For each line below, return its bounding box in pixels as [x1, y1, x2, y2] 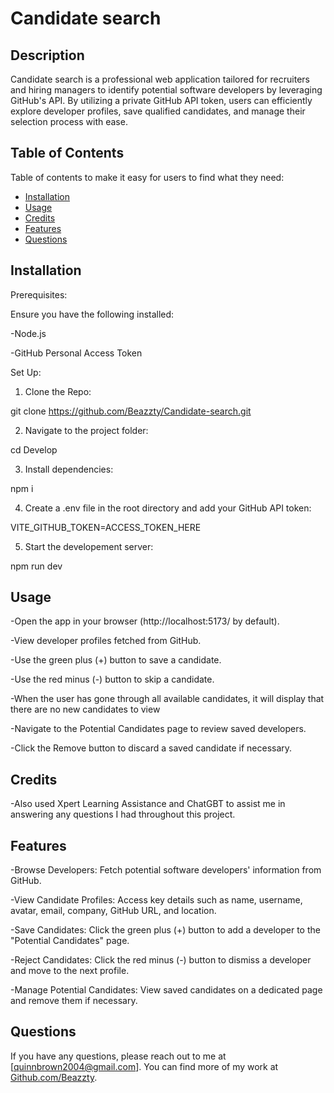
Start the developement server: [24, 540, 154, 552]
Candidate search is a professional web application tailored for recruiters [10, 73, 310, 85]
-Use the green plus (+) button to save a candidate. [10, 654, 222, 666]
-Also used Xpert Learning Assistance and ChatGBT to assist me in [10, 798, 286, 810]
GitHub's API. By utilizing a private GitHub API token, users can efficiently [10, 95, 313, 106]
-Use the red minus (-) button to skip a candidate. [10, 673, 215, 686]
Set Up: [10, 366, 42, 378]
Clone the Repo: [24, 385, 92, 397]
